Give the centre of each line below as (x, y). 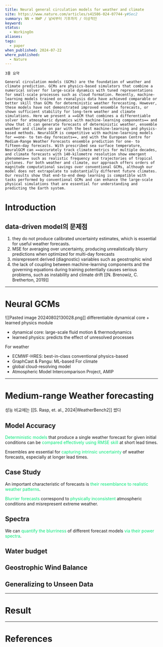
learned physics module (29, 323)
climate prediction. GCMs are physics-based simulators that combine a (79, 86)
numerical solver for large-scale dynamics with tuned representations (79, 90)
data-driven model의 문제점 (46, 227)
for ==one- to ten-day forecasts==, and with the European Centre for (78, 137)
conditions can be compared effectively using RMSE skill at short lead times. (81, 442)
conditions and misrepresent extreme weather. (52, 504)
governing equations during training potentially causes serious (74, 270)
